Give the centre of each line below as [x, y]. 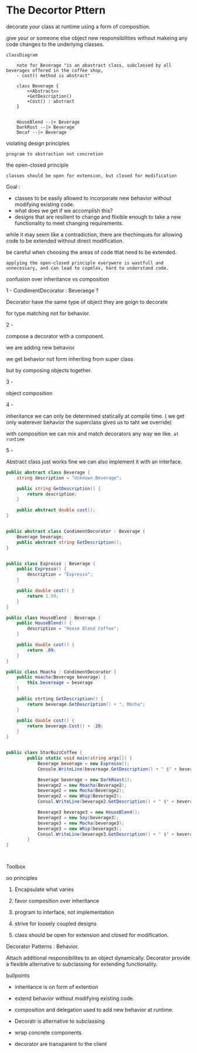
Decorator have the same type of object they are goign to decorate [87, 302]
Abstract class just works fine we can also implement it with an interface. [94, 461]
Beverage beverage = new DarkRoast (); [85, 780]
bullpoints [18, 976]
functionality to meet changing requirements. [69, 223]
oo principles [22, 878]
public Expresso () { [42, 569]
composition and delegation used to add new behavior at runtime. [94, 1010]
